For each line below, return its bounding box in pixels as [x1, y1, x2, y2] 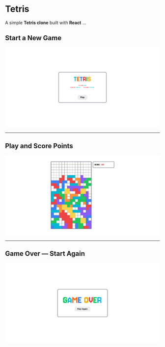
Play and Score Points [5, 141, 74, 150]
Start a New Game [5, 34, 62, 42]
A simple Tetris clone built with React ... [5, 20, 86, 26]
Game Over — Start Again [5, 249, 85, 258]
